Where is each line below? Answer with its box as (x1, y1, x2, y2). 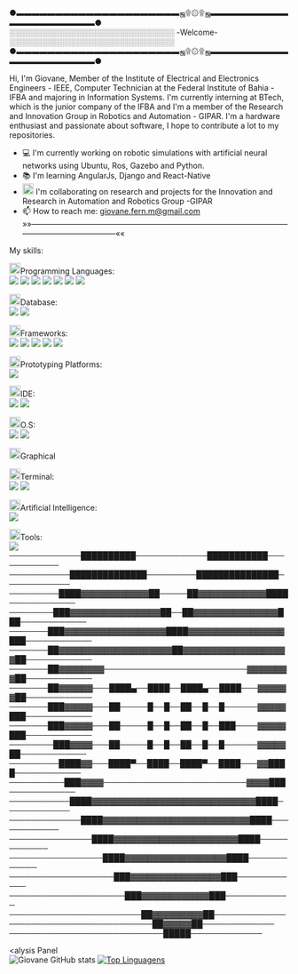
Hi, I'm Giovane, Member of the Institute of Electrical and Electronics (9, 73, 260, 84)
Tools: (20, 532, 43, 542)
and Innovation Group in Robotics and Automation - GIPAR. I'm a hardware (9, 111, 281, 121)
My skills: (9, 245, 44, 256)
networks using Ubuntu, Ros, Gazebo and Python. (21, 160, 206, 171)
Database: (20, 297, 58, 307)
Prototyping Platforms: (20, 359, 103, 370)
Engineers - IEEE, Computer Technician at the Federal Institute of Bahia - (9, 83, 275, 92)
